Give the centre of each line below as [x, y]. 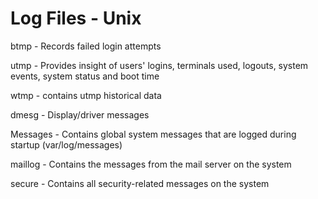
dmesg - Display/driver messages [80, 114]
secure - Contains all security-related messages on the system [140, 183]
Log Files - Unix [76, 18]
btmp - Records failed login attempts [86, 46]
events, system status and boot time [85, 76]
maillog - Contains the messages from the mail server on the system [151, 164]
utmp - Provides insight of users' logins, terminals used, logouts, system [159, 65]
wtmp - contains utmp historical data [86, 95]
